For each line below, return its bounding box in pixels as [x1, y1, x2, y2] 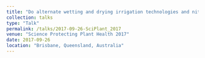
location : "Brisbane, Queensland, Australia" [6, 43, 124, 49]
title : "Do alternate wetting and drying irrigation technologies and [6, 8, 190, 15]
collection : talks [6, 14, 53, 21]
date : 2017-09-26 [6, 37, 51, 43]
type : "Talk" [6, 20, 40, 26]
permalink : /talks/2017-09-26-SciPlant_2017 [6, 25, 121, 32]
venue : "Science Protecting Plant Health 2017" [6, 31, 130, 37]
